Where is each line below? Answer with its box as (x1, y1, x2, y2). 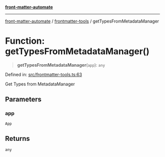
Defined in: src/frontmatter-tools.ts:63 (5, 71, 82, 78)
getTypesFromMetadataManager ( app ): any (17, 62, 106, 68)
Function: (5, 35, 45, 47)
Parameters (5, 95, 42, 104)
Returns (5, 134, 30, 143)
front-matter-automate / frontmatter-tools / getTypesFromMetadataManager (5, 18, 160, 24)
